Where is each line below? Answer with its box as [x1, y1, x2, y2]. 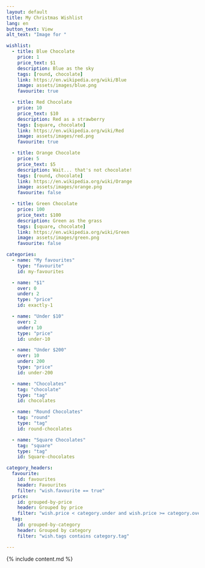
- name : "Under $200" [12, 347, 67, 353]
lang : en [6, 20, 29, 26]
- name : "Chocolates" [12, 380, 67, 387]
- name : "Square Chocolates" [12, 437, 86, 443]
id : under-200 [17, 370, 53, 376]
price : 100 [17, 206, 45, 213]
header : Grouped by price [17, 504, 84, 511]
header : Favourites [17, 482, 67, 488]
